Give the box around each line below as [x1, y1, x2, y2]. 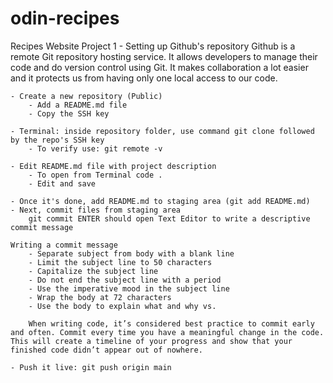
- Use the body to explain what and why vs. [28, 301, 217, 311]
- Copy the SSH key [28, 108, 110, 119]
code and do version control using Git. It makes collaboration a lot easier [10, 61, 309, 73]
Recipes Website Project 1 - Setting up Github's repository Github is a [10, 40, 296, 52]
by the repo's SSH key [10, 135, 105, 145]
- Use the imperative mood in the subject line [28, 283, 230, 294]
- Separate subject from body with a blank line [28, 248, 235, 259]
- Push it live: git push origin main [10, 362, 172, 372]
